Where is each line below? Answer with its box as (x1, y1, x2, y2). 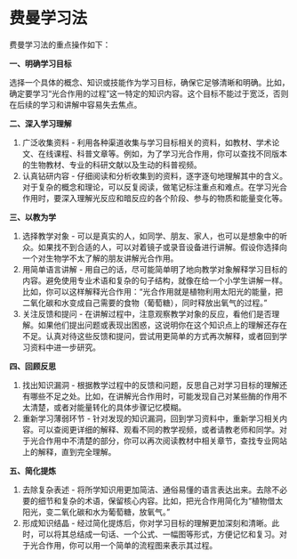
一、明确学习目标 (9, 58, 72, 69)
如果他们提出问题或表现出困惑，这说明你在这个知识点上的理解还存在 (37, 320, 287, 330)
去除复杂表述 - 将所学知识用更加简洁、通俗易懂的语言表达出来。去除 (21, 484, 273, 495)
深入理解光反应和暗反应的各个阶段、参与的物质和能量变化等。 (60, 192, 287, 203)
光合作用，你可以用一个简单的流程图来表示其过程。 (29, 539, 218, 550)
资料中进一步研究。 (29, 342, 100, 352)
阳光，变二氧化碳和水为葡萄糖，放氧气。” (21, 506, 171, 517)
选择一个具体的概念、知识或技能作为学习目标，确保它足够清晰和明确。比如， (9, 77, 290, 87)
